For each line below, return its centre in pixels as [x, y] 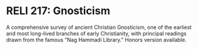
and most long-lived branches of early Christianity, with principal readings [96, 33]
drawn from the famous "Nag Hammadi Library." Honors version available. [96, 40]
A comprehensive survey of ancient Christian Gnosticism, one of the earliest [99, 27]
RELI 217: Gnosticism [58, 11]
